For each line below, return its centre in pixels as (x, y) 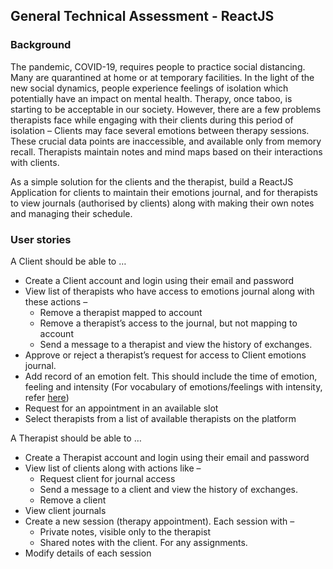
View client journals (65, 510)
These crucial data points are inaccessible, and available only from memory (166, 141)
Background (41, 45)
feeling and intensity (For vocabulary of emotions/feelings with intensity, (173, 386)
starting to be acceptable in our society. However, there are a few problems (166, 109)
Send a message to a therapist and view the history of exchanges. (176, 344)
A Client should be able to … (68, 261)
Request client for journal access (107, 478)
